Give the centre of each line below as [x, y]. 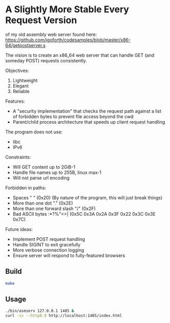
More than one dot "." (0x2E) [43, 203]
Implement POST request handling [49, 239]
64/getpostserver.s [26, 45]
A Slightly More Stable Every [67, 9]
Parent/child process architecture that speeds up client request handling [89, 122]
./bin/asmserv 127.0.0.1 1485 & [40, 311]
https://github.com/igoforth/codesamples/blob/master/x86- [68, 40]
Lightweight [25, 80]
